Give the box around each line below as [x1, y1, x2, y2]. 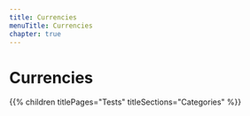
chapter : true [9, 29, 62, 38]
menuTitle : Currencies [9, 21, 93, 30]
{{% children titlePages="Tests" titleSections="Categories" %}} [9, 97, 242, 107]
